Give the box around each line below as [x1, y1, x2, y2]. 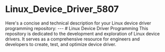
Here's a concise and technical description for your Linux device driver [5, 20, 151, 26]
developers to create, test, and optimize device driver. [5, 41, 116, 47]
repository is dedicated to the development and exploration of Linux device [5, 30, 160, 36]
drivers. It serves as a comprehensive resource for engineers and [5, 36, 140, 42]
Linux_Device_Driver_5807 [5, 3, 119, 15]
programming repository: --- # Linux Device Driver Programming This [5, 25, 148, 31]
